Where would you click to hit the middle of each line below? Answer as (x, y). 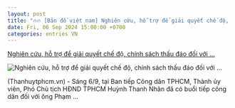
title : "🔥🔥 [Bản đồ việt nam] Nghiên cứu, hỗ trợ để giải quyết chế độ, (118, 21)
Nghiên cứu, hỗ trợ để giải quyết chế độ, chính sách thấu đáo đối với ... (111, 54)
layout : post (27, 14)
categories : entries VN (43, 34)
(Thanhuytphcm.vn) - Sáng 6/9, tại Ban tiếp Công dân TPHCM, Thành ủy (114, 82)
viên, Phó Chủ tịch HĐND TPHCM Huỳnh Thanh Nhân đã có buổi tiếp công (117, 89)
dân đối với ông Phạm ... (43, 97)
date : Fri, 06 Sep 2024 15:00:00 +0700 (67, 27)
